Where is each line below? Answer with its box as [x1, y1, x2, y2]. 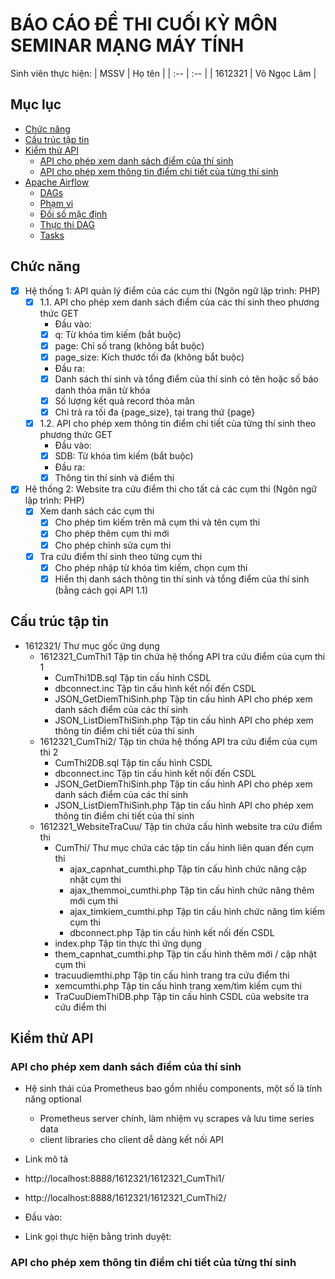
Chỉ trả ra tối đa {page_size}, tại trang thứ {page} [54, 406, 256, 418]
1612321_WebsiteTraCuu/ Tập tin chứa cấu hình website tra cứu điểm [39, 820, 323, 832]
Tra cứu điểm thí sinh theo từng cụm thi [39, 550, 203, 562]
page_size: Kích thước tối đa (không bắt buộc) [54, 351, 245, 363]
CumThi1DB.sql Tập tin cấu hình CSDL [54, 671, 212, 683]
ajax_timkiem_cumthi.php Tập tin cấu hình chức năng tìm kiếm [69, 905, 326, 917]
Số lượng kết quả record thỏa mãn [54, 394, 195, 407]
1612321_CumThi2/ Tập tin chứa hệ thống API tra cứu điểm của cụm [39, 735, 318, 747]
